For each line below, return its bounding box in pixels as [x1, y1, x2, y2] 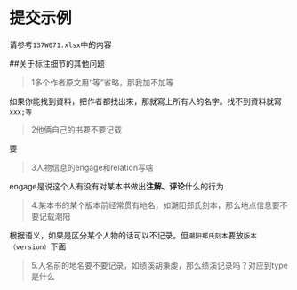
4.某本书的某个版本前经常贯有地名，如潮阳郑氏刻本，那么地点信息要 [30, 199, 280, 210]
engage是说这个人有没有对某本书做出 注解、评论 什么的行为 [9, 181, 224, 191]
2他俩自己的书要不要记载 [30, 124, 123, 134]
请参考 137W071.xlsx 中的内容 [9, 39, 112, 50]
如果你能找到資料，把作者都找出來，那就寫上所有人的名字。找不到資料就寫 [9, 95, 282, 107]
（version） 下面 [9, 241, 67, 252]
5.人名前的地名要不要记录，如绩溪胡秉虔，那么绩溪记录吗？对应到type [30, 260, 289, 270]
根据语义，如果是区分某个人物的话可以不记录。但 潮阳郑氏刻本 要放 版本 [9, 230, 258, 240]
